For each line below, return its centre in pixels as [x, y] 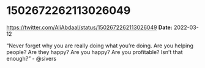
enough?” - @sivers [32, 58]
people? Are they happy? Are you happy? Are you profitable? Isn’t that [95, 52]
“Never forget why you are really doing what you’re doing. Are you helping [100, 46]
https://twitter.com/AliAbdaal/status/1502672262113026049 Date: [89, 27]
